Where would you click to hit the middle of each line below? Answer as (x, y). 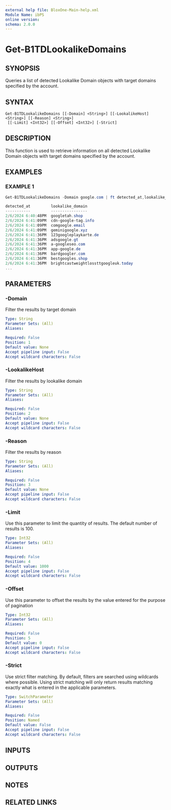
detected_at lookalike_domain (46, 206)
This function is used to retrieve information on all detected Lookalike (78, 151)
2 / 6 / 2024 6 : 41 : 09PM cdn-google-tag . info (50, 221)
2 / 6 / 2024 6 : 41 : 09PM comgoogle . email (45, 225)
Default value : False (28, 725)
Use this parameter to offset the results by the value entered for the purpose (85, 600)
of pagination (19, 605)
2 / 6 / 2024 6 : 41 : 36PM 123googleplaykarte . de (52, 235)
